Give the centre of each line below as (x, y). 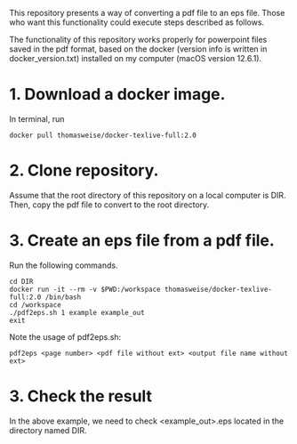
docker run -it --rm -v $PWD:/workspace (85, 289)
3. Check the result (81, 396)
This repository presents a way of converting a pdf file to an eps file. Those (147, 13)
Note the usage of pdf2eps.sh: (65, 336)
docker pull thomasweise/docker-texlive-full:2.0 (103, 135)
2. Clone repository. (84, 170)
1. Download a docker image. (117, 95)
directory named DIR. (48, 430)
